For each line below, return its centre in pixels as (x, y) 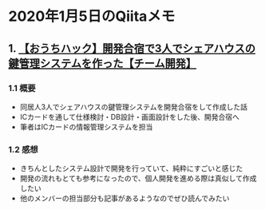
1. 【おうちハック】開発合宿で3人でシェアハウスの (132, 48)
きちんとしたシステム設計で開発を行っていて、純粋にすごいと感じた (131, 168)
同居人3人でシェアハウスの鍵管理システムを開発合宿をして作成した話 (134, 107)
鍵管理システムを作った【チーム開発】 (103, 63)
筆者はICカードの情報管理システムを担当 (86, 127)
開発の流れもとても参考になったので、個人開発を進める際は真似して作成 (138, 178)
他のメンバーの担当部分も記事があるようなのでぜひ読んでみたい (125, 198)
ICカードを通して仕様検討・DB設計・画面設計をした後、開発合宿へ (129, 117)
